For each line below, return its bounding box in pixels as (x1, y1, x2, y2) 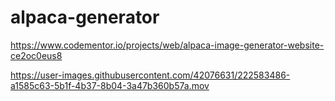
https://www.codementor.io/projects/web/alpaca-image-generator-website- (10, 39, 325, 51)
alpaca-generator (10, 6, 160, 29)
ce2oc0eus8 (10, 49, 63, 61)
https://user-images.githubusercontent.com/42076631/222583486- (10, 69, 291, 81)
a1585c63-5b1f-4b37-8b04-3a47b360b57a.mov (10, 79, 210, 91)
